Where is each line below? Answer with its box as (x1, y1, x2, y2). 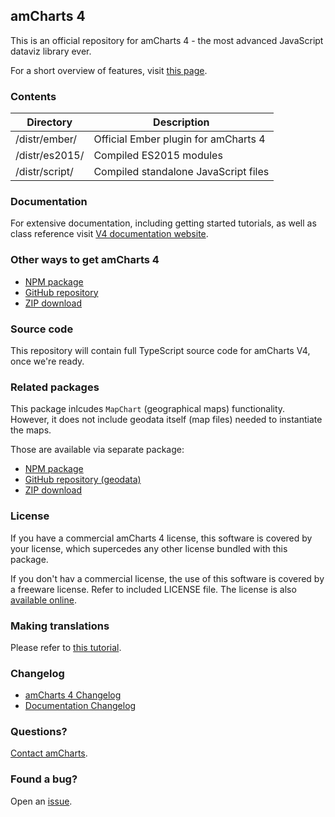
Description (153, 115, 210, 129)
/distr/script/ (15, 165, 74, 179)
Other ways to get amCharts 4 (10, 253, 160, 267)
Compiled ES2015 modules (93, 149, 223, 163)
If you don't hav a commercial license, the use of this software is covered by (10, 572, 325, 584)
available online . (10, 594, 77, 606)
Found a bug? (10, 772, 78, 786)
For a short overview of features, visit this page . (10, 64, 208, 76)
